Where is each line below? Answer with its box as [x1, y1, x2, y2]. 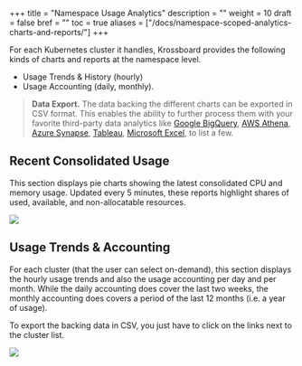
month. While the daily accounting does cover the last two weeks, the [9, 283, 269, 294]
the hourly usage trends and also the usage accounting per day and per [9, 273, 277, 284]
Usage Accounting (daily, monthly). [22, 81, 155, 91]
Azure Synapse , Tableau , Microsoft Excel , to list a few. [31, 127, 234, 138]
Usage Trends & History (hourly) [22, 71, 144, 82]
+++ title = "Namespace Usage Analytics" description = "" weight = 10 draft [9, 8, 292, 18]
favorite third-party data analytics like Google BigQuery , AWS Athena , [31, 117, 291, 128]
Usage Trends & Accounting [9, 239, 171, 256]
